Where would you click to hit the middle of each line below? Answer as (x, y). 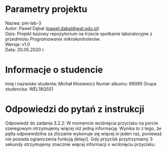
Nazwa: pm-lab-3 (23, 23)
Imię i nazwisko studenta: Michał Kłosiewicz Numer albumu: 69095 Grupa (81, 83)
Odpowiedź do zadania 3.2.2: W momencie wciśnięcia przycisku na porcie (82, 123)
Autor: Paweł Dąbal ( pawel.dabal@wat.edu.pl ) (52, 28)
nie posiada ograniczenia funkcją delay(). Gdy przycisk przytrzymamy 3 (79, 139)
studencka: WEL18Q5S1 (29, 89)
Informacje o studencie (54, 70)
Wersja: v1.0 (18, 44)
